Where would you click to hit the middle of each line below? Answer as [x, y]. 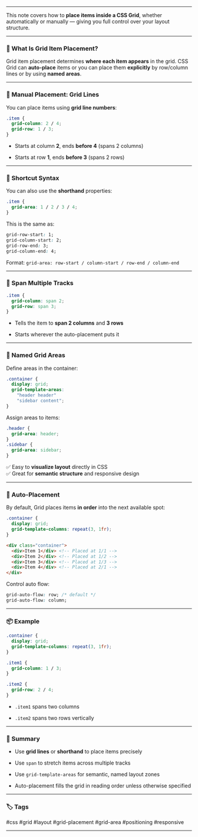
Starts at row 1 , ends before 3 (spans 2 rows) [70, 157]
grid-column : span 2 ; [38, 301]
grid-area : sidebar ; [37, 450]
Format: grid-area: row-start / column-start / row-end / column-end [93, 262]
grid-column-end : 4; [32, 251]
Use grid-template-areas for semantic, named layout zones [87, 775]
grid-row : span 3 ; [34, 306]
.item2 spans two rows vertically [54, 718]
